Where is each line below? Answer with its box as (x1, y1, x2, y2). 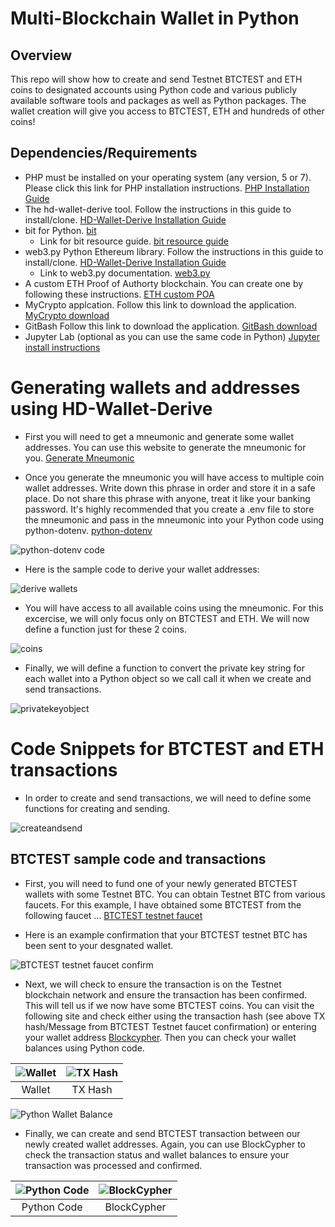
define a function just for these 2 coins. (24, 623, 187, 635)
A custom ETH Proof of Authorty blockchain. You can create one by (24, 277, 304, 289)
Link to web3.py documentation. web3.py (39, 267, 211, 279)
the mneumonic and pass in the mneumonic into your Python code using (24, 513, 325, 526)
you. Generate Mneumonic (24, 452, 135, 464)
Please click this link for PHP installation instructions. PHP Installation (24, 182, 310, 194)
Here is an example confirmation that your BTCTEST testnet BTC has (24, 928, 308, 941)
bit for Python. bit (24, 224, 97, 236)
